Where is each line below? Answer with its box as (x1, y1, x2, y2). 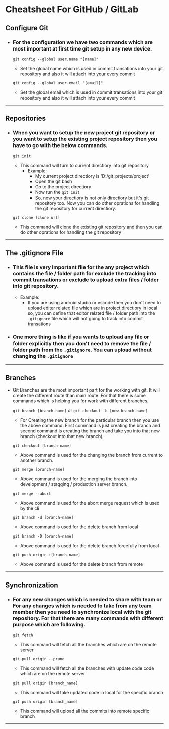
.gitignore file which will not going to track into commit (27, 316, 143, 322)
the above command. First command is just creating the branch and (20, 423, 160, 429)
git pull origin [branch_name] (12, 681, 78, 686)
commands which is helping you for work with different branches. (12, 398, 149, 404)
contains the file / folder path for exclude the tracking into (12, 270, 157, 277)
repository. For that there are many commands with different (12, 615, 163, 622)
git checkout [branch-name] (12, 443, 71, 448)
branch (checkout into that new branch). (20, 433, 104, 440)
